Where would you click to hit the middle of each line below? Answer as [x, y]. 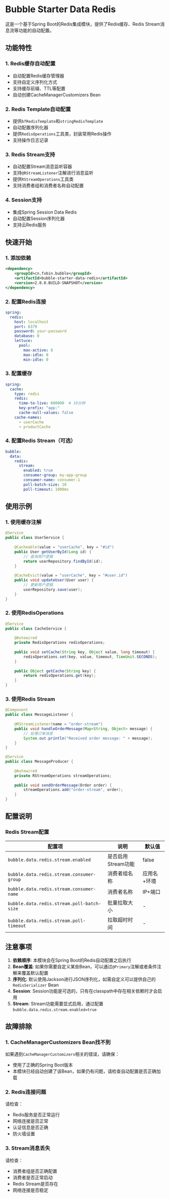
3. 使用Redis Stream [30, 699]
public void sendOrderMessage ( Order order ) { [63, 785]
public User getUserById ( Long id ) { [53, 552]
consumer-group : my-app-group [55, 475]
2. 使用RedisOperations [35, 613]
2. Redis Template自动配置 [38, 109]
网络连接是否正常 [30, 1121]
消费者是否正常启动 [33, 1177]
